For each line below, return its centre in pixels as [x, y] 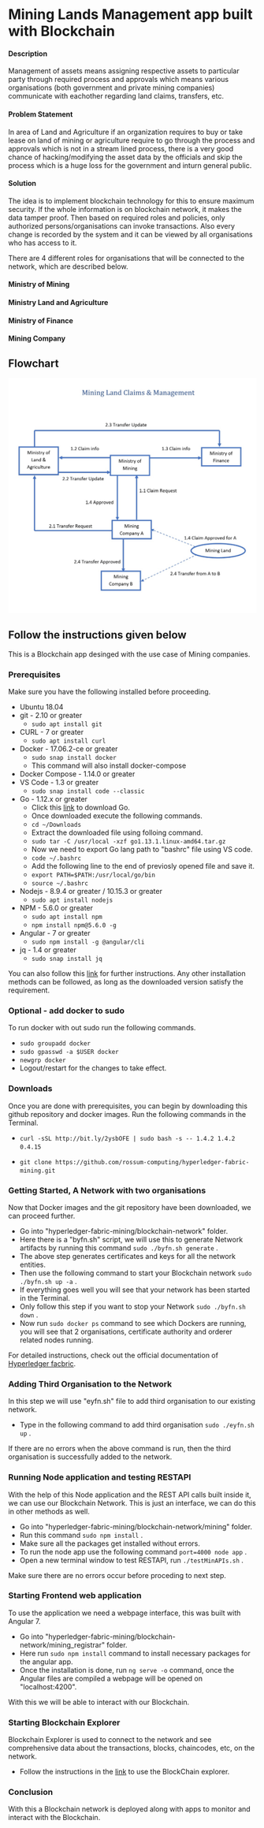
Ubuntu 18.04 [41, 707]
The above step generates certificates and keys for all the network [128, 1256]
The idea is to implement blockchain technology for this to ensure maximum [131, 201]
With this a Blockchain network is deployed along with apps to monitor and [129, 1809]
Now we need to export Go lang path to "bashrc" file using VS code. [142, 850]
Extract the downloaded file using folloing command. [117, 832]
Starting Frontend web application [75, 1595]
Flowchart [33, 363]
